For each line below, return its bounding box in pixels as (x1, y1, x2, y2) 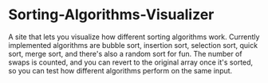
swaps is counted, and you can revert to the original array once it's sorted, (8, 57, 254, 67)
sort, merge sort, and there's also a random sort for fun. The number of (8, 49, 242, 58)
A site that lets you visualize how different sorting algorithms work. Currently (8, 32, 260, 41)
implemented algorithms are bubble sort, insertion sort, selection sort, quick (8, 40, 258, 49)
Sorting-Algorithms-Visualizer (8, 6, 215, 24)
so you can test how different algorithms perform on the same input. (8, 65, 233, 75)
